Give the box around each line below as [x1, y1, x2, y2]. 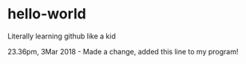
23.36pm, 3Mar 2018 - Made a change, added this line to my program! [7, 46, 239, 56]
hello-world [7, 5, 87, 23]
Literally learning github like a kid [7, 31, 117, 41]
